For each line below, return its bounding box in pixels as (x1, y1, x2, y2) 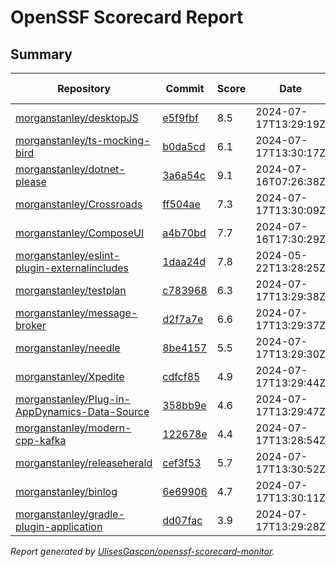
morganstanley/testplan (15, 284, 127, 297)
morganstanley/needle (15, 341, 121, 355)
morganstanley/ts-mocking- (15, 134, 151, 147)
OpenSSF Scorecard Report (10, 6, 244, 29)
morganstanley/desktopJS (15, 111, 139, 125)
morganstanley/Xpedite (15, 370, 125, 383)
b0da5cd (162, 140, 206, 153)
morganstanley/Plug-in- (15, 392, 131, 406)
